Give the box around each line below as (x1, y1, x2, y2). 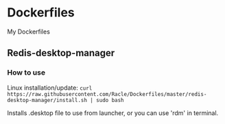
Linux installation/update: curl (7, 84, 93, 92)
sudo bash (95, 97, 125, 103)
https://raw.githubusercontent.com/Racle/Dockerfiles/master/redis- (7, 90, 207, 97)
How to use (7, 68, 46, 77)
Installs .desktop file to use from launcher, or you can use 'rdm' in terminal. (7, 108, 219, 117)
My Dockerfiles (7, 27, 50, 36)
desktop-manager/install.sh (7, 97, 88, 103)
